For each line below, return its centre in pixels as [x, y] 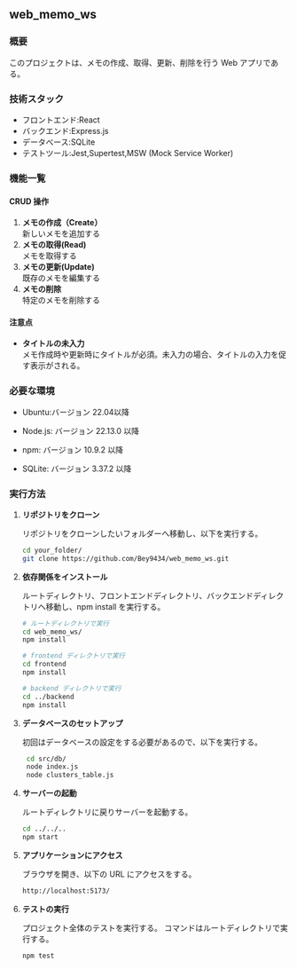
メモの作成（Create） [62, 223]
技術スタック [37, 98]
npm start [40, 838]
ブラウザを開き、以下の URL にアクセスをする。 [109, 874]
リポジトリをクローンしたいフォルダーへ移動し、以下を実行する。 [142, 533]
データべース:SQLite [59, 142]
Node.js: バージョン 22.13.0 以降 [81, 430]
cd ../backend [48, 697]
